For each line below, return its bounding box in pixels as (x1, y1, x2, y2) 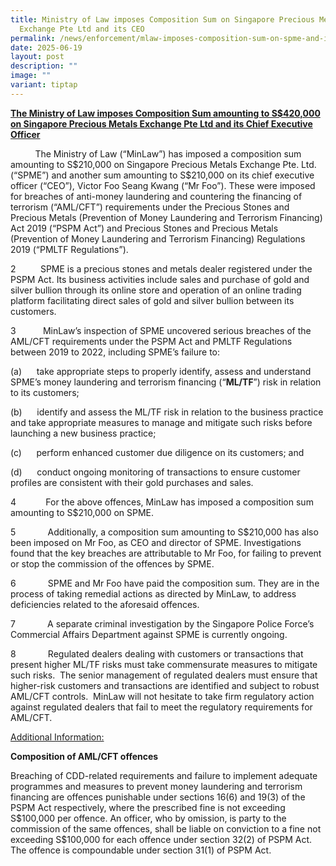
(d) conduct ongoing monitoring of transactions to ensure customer (10, 466, 301, 478)
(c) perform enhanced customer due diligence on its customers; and (10, 446, 305, 458)
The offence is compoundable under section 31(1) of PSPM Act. (10, 844, 272, 856)
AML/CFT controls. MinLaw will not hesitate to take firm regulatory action (10, 690, 315, 702)
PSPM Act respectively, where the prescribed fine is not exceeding (10, 801, 286, 813)
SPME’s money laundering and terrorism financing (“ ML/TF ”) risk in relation (10, 376, 322, 388)
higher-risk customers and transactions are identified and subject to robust (10, 679, 320, 691)
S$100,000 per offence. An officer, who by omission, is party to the (10, 812, 287, 824)
